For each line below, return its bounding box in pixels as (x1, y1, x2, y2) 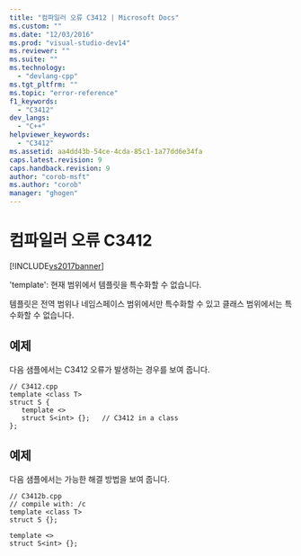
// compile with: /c (9, 499, 87, 508)
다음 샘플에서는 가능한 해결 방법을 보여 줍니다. (9, 473, 171, 484)
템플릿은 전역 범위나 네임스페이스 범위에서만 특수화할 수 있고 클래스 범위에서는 (9, 298, 283, 309)
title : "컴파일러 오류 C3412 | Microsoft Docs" (9, 13, 180, 22)
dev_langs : (9, 113, 50, 122)
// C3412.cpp (9, 381, 58, 391)
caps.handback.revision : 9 (9, 164, 111, 173)
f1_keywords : (9, 96, 58, 106)
